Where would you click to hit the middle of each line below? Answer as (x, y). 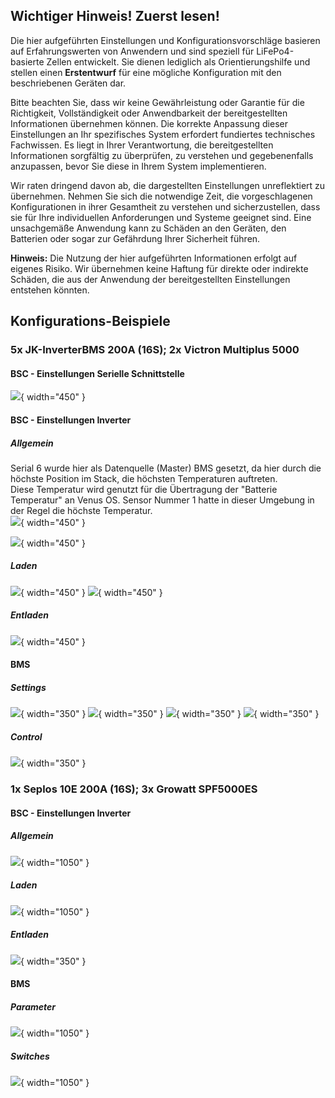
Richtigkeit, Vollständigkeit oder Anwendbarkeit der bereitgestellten (149, 113)
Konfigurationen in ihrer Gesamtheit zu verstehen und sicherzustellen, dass (165, 206)
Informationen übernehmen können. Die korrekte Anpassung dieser (149, 123)
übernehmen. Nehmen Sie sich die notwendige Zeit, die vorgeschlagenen (161, 196)
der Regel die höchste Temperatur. (81, 510)
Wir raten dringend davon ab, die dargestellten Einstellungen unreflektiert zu (168, 185)
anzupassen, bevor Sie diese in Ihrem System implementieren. (138, 166)
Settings (28, 688)
